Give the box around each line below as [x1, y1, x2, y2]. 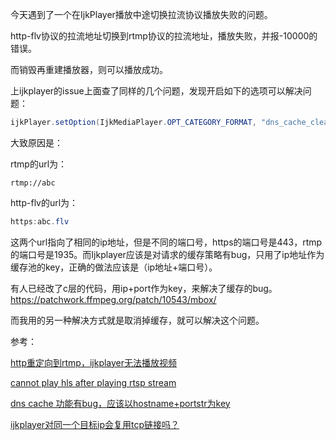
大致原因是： [10, 136, 63, 148]
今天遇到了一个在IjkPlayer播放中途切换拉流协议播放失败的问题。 [10, 9, 273, 20]
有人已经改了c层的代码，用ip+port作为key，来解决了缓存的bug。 [10, 282, 278, 294]
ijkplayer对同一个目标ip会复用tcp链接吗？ [10, 418, 180, 430]
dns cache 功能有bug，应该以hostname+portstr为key [10, 397, 231, 409]
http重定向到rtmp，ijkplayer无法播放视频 [10, 356, 178, 368]
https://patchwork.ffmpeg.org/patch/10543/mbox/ [10, 293, 217, 305]
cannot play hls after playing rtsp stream [10, 376, 177, 388]
